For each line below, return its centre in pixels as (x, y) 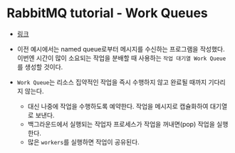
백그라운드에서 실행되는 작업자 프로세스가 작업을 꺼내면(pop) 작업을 (121, 124)
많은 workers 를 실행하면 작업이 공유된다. (83, 142)
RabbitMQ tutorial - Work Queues (107, 13)
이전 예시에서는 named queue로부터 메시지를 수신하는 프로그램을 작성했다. (121, 49)
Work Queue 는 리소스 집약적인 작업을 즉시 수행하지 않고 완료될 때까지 (112, 82)
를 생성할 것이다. (40, 66)
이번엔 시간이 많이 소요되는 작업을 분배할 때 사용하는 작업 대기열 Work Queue (121, 58)
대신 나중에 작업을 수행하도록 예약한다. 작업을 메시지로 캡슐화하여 (118, 106)
